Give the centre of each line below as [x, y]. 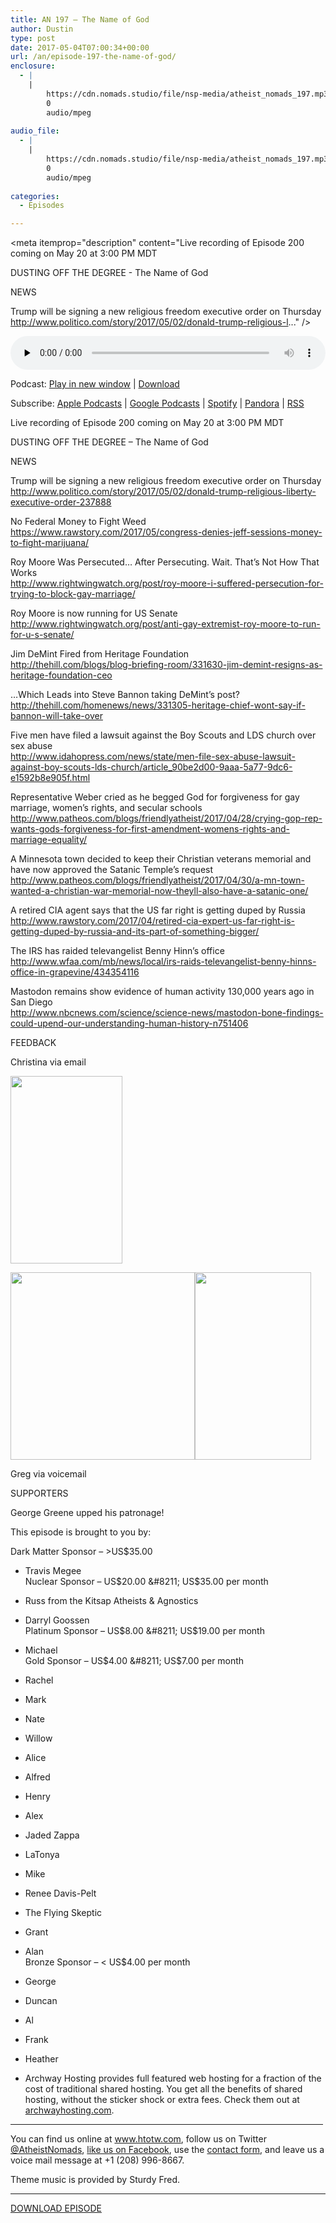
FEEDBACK [33, 1043]
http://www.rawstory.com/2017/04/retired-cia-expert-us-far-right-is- [152, 921]
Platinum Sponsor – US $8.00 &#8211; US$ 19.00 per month [144, 1631]
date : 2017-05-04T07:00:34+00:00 [80, 47]
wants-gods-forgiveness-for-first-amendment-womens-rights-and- [150, 829]
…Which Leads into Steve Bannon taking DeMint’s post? [125, 695]
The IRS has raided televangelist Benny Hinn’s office [117, 951]
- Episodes [42, 206]
